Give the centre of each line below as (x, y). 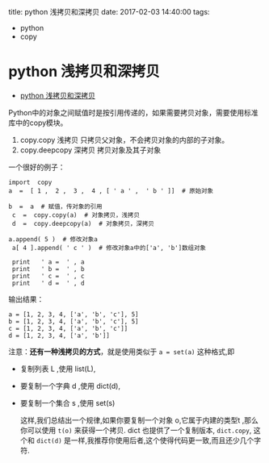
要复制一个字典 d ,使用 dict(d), (70, 386)
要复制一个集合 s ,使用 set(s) (67, 403)
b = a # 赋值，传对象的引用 (55, 206)
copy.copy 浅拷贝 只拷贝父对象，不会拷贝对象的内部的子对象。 (124, 140)
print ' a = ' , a (48, 262)
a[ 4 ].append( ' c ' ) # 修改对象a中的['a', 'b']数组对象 (109, 248)
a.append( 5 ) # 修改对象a (53, 239)
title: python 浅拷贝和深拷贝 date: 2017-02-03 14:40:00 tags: (109, 12)
